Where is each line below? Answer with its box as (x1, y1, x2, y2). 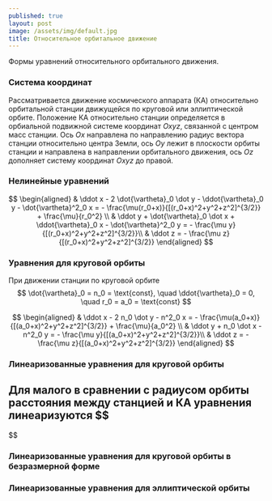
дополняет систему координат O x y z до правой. (8, 155, 174, 165)
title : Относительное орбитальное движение (8, 34, 158, 43)
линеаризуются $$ (8, 409, 109, 422)
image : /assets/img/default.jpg (8, 27, 117, 35)
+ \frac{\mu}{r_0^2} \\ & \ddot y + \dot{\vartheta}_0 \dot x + (36, 211, 236, 221)
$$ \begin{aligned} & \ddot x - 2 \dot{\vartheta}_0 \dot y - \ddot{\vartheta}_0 (8, 193, 264, 203)
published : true (8, 11, 63, 20)
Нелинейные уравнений (8, 176, 109, 187)
